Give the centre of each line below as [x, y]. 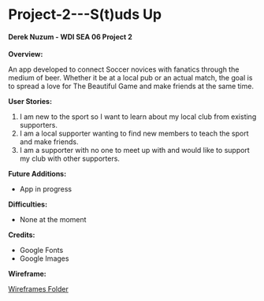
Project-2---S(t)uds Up [85, 15]
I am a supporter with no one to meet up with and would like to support [134, 150]
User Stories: [30, 102]
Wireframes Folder [38, 289]
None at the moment [53, 220]
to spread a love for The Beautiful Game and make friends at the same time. [131, 86]
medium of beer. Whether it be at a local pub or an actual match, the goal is [130, 78]
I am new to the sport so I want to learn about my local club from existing [138, 117]
